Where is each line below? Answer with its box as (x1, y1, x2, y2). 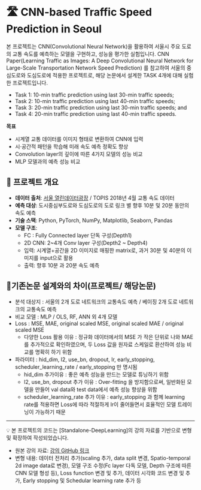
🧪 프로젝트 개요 (6, 177, 59, 187)
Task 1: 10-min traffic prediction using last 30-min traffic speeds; (14, 91, 175, 98)
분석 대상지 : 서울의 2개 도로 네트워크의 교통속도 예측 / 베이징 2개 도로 (14, 298, 178, 305)
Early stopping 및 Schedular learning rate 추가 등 (23, 477, 142, 484)
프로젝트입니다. (12, 79, 48, 86)
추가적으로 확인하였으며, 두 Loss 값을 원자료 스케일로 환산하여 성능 (30, 341, 185, 348)
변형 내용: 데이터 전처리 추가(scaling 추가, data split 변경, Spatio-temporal (14, 454, 191, 461)
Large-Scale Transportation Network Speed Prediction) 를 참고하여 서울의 (6, 64, 185, 71)
